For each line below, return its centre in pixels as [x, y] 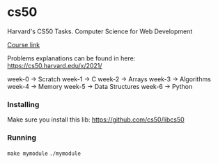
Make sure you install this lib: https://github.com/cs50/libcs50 [96, 120]
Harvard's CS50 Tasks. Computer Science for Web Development [100, 31]
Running [22, 138]
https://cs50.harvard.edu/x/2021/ [55, 65]
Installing [23, 104]
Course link [24, 44]
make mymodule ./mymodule [44, 154]
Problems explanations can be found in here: [71, 58]
